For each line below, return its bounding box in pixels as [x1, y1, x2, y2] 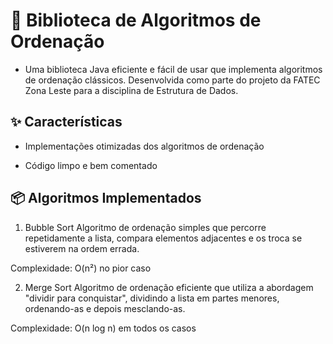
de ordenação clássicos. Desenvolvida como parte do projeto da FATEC [24, 74, 321, 86]
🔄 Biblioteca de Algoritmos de [10, 9, 262, 32]
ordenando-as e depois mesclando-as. [24, 302, 186, 314]
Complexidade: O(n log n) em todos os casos [10, 322, 197, 334]
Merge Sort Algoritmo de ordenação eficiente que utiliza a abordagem [24, 281, 314, 293]
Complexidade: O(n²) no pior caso [10, 262, 152, 274]
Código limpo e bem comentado [24, 159, 158, 171]
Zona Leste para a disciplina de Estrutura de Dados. [24, 84, 239, 96]
